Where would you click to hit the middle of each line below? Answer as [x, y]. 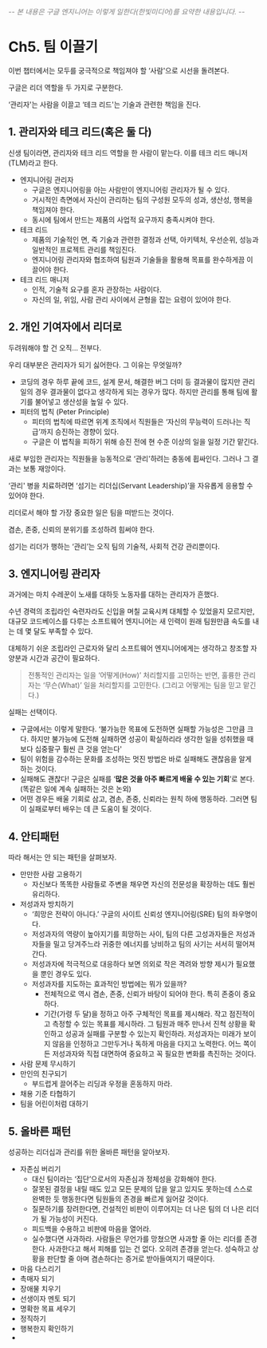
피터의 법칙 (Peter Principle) [65, 411]
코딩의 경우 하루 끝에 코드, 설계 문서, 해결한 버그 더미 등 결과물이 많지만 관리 [137, 381]
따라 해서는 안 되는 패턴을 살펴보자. [63, 857]
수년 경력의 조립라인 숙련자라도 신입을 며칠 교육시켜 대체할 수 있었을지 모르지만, [132, 611]
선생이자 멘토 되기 [47, 1299]
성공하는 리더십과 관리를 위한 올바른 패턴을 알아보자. [89, 1152]
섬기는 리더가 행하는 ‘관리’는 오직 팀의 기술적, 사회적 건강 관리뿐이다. [114, 546]
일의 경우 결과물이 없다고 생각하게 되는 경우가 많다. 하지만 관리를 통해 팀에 [134, 391]
